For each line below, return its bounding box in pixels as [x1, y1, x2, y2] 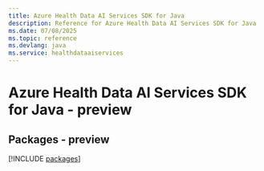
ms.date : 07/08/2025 [8, 26, 78, 35]
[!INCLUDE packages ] [8, 154, 81, 163]
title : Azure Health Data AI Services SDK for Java [8, 11, 185, 20]
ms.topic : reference [8, 34, 78, 43]
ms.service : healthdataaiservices [8, 49, 124, 57]
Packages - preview [8, 132, 110, 146]
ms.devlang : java [8, 42, 67, 50]
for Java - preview [8, 101, 132, 119]
